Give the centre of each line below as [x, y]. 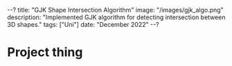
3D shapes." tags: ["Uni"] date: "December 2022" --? [83, 24]
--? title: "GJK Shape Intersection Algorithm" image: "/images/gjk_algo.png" [115, 10]
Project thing [45, 53]
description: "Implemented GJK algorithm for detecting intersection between [116, 17]
